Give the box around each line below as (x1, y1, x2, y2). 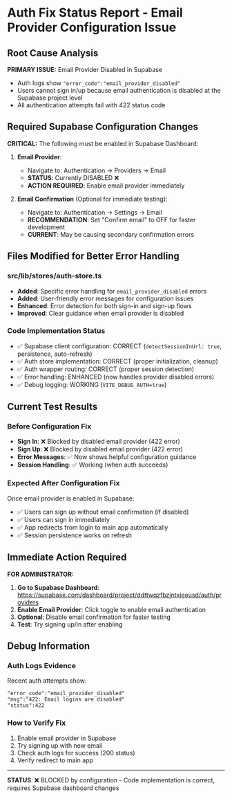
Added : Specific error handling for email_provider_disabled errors (17, 287, 207, 295)
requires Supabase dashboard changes (7, 784, 119, 792)
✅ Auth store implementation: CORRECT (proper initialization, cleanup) (17, 357, 219, 365)
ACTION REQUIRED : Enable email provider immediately (27, 181, 185, 190)
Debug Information (7, 640, 90, 652)
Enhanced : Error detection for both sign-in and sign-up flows (17, 301, 192, 309)
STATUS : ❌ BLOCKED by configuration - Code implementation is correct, (7, 775, 215, 784)
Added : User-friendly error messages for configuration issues (17, 294, 194, 303)
